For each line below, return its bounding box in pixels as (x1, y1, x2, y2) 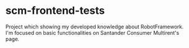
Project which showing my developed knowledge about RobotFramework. (5, 23, 184, 30)
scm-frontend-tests (5, 4, 105, 17)
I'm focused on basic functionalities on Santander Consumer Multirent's (5, 29, 180, 36)
